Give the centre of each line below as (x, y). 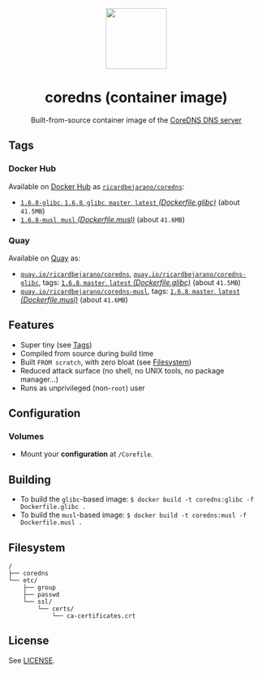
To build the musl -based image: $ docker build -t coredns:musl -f (133, 515)
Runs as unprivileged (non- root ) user (83, 388)
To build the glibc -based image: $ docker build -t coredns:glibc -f (137, 499)
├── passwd (41, 595)
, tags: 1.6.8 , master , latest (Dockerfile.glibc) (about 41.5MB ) (140, 282)
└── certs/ (56, 609)
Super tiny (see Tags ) (56, 344)
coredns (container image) (136, 98)
